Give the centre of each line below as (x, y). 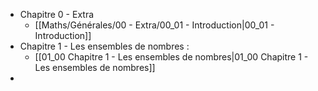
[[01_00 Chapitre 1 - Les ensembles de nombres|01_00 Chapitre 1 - (171, 57)
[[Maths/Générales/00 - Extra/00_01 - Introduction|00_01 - (154, 25)
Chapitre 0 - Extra (57, 14)
